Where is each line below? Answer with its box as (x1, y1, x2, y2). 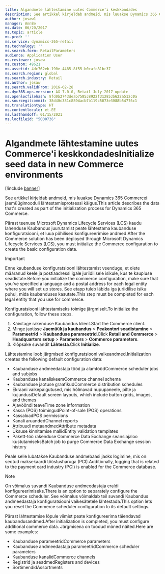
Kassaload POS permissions (12, 413, 68, 418)
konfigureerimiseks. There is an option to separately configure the (5, 488, 137, 494)
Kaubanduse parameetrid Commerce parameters (12, 538, 110, 544)
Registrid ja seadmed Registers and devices (12, 559, 100, 565)
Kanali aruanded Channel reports (12, 417, 78, 423)
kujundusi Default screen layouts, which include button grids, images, (12, 391, 152, 397)
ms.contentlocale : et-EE (5, 107, 56, 113)
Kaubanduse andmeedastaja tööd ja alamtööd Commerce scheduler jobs (12, 365, 159, 371)
